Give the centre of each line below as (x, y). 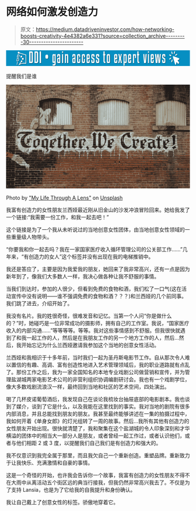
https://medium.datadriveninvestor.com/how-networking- (105, 29)
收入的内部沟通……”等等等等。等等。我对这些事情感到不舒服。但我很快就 (93, 330)
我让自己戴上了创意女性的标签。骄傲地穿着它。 (62, 502)
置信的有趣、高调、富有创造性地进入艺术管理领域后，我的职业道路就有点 (98, 365)
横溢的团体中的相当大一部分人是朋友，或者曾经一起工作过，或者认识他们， (95, 436)
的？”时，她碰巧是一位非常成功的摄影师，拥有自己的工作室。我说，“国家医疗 (98, 323)
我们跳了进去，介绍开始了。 (39, 303)
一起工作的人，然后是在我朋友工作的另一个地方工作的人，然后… (103, 337)
